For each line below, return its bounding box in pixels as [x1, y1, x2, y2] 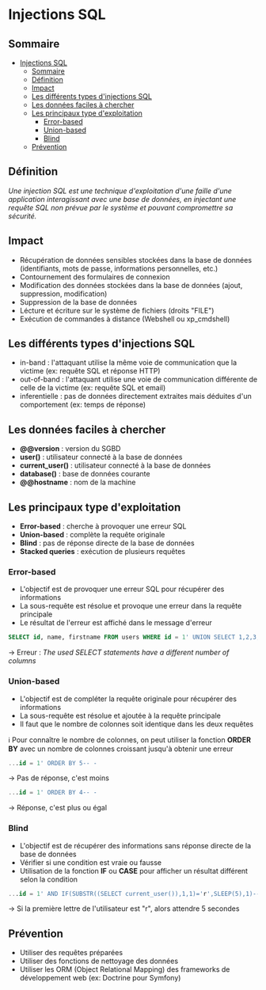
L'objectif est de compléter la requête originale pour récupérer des [19, 694, 237, 704]
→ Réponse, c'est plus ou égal [8, 803, 108, 813]
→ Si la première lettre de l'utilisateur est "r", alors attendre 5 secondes [8, 904, 240, 913]
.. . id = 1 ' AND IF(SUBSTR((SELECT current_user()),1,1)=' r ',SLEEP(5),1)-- [8, 889, 260, 897]
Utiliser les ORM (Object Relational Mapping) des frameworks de [19, 965, 230, 974]
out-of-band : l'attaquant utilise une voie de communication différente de [19, 374, 258, 385]
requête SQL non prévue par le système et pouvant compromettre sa [8, 203, 234, 212]
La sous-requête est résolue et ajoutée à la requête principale [19, 711, 222, 720]
